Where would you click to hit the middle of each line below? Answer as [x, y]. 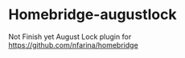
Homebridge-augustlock [92, 15]
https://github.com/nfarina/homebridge [73, 44]
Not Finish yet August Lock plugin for [70, 37]
